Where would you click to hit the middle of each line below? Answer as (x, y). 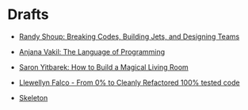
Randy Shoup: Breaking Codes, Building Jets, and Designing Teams (129, 36)
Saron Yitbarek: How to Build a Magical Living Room (104, 67)
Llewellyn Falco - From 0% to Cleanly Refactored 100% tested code (129, 82)
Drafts (28, 15)
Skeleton (33, 97)
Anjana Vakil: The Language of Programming (92, 51)
